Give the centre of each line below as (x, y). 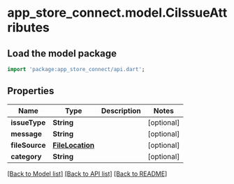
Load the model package (62, 53)
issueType (28, 122)
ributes (29, 28)
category (26, 156)
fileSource (29, 145)
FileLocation (74, 145)
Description (121, 111)
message (26, 134)
